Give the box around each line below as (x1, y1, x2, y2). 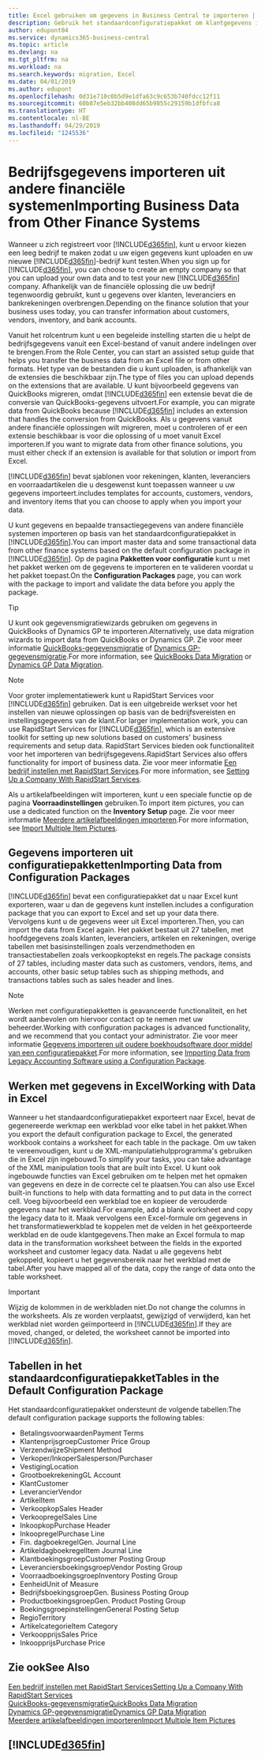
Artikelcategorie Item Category (19, 1622, 118, 1630)
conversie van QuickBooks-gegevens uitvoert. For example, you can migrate (8, 397, 256, 407)
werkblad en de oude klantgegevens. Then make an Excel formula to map (8, 1230, 245, 1240)
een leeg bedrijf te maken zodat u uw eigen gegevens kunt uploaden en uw (8, 248, 254, 257)
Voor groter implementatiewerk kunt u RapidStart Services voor (8, 690, 215, 699)
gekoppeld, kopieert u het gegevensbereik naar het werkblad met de (8, 1255, 231, 1265)
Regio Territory (19, 1613, 66, 1622)
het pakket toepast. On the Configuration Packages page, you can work (8, 570, 242, 580)
